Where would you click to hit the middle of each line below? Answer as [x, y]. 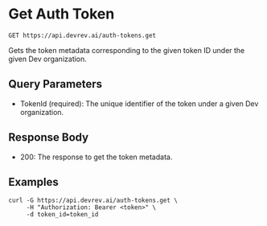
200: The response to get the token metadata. [96, 157]
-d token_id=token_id [62, 215]
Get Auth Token [62, 14]
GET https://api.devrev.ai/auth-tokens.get [82, 35]
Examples [33, 182]
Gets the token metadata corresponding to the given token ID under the [127, 50]
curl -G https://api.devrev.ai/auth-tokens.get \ [93, 201]
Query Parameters [55, 84]
